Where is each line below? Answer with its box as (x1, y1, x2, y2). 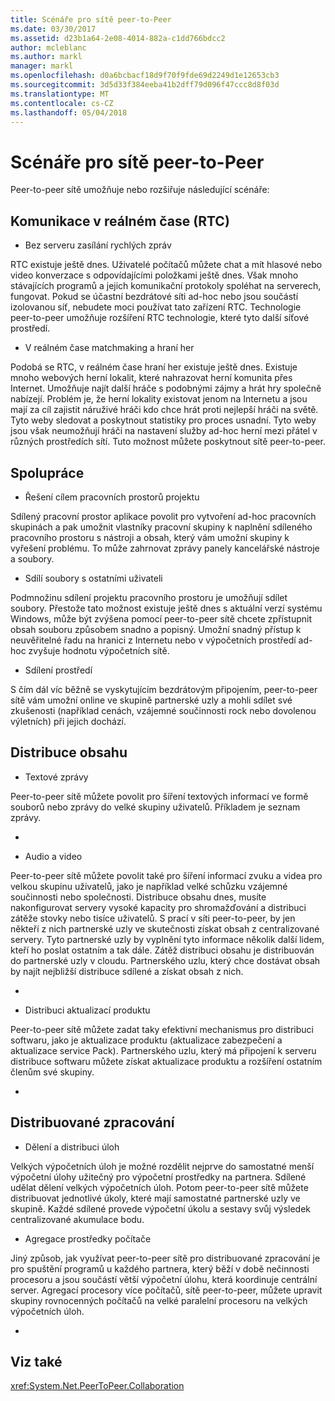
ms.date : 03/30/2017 (10, 24, 97, 34)
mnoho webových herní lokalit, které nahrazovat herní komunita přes (10, 372, 293, 384)
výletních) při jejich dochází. (10, 715, 127, 727)
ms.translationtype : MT (10, 89, 110, 99)
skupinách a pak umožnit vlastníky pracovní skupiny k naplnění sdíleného (10, 521, 313, 533)
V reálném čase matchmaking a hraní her (24, 342, 195, 354)
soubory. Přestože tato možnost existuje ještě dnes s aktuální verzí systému (10, 602, 323, 614)
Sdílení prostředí (24, 664, 93, 676)
